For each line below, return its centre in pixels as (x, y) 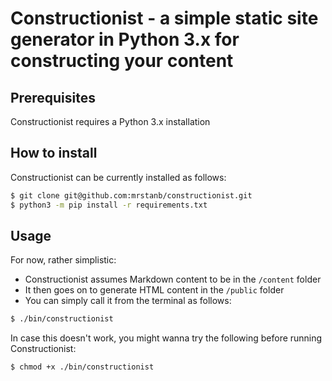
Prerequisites (53, 97)
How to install (54, 153)
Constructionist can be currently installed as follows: (118, 177)
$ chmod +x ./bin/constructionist (82, 367)
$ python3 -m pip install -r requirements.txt (109, 205)
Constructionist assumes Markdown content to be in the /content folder (173, 279)
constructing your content (122, 61)
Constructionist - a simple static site (164, 18)
